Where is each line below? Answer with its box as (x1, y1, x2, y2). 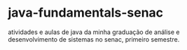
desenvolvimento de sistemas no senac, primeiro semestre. (8, 35, 180, 43)
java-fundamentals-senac (8, 5, 164, 21)
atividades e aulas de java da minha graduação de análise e (8, 28, 180, 36)
